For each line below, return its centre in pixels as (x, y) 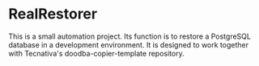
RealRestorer (53, 14)
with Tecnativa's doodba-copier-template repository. (96, 53)
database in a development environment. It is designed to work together (129, 44)
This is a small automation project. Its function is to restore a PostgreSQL (129, 36)
